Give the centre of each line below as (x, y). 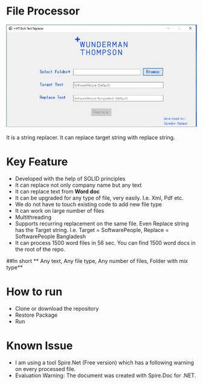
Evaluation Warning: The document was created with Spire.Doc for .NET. (105, 375)
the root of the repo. (40, 249)
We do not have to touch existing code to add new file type (88, 204)
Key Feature (37, 162)
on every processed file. (45, 369)
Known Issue (40, 346)
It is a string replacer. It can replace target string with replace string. (91, 138)
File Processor (43, 11)
